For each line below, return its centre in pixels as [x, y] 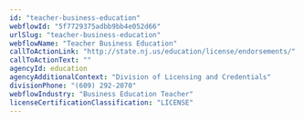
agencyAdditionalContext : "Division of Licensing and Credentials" [141, 77]
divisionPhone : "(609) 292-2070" [73, 86]
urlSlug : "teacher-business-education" [85, 35]
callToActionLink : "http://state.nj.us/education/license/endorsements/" [153, 52]
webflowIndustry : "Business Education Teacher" [102, 94]
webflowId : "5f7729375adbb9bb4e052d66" [85, 26]
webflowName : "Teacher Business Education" [94, 43]
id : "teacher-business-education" [75, 18]
